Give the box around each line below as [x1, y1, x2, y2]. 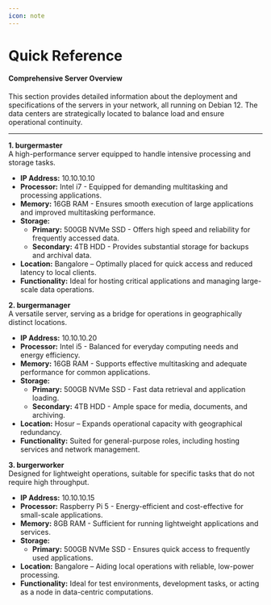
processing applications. [19, 190, 102, 200]
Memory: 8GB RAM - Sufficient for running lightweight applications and [19, 519, 259, 528]
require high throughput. [8, 478, 90, 487]
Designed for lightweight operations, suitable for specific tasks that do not [8, 469, 256, 478]
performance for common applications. [19, 368, 151, 378]
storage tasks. [8, 158, 56, 168]
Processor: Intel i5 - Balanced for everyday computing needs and [19, 342, 239, 352]
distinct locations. [8, 318, 67, 328]
